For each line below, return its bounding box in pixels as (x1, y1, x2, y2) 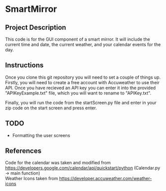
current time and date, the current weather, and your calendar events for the (5, 42, 161, 48)
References (5, 147, 42, 155)
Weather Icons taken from (5, 176, 58, 182)
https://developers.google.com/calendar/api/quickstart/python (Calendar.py (5, 165, 161, 171)
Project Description (5, 23, 66, 32)
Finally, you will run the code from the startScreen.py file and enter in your (5, 99, 157, 105)
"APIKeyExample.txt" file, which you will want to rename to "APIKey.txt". (5, 90, 152, 96)
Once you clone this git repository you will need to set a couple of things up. (5, 74, 161, 80)
